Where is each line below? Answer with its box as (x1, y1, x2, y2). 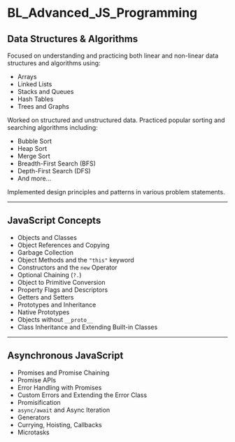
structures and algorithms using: (7, 59, 101, 67)
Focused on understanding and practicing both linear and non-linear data (7, 51, 219, 60)
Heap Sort (17, 145, 48, 152)
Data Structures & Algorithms (7, 33, 138, 45)
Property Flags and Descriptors (17, 286, 108, 294)
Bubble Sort (17, 137, 52, 145)
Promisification (17, 398, 61, 406)
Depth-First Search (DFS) (17, 167, 91, 175)
